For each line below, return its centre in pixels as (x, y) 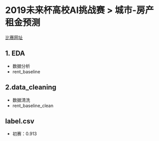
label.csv (20, 121)
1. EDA (15, 54)
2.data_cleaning (31, 87)
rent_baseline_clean (33, 106)
